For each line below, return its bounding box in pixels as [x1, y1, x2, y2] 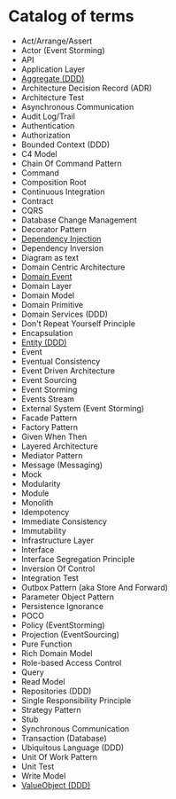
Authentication [20, 120, 75, 130]
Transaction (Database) [20, 732, 107, 743]
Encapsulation [20, 327, 73, 338]
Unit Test [20, 761, 55, 772]
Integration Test [20, 572, 79, 583]
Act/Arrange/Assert [20, 35, 93, 46]
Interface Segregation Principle [20, 553, 135, 564]
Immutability [20, 525, 67, 536]
